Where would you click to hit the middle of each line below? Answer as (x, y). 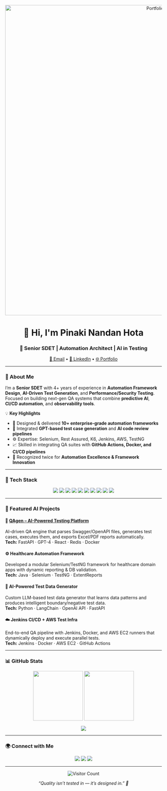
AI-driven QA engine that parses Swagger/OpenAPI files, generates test (79, 532)
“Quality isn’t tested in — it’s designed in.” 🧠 (83, 783)
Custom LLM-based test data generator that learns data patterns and (76, 597)
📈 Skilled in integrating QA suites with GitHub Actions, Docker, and (82, 444)
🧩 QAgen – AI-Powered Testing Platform (47, 520)
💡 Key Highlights (23, 413)
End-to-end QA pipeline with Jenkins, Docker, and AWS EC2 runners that (80, 633)
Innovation (24, 462)
